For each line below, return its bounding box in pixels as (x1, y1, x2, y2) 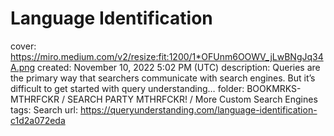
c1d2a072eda (10, 114, 66, 126)
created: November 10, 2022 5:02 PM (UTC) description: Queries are (37, 61, 321, 73)
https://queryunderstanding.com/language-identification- (79, 103, 318, 116)
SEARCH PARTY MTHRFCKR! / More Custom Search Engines (66, 93, 318, 105)
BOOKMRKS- (246, 82, 302, 94)
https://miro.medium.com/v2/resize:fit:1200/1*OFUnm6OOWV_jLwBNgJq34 (10, 50, 324, 62)
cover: (10, 40, 37, 52)
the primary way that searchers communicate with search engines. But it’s (10, 72, 316, 84)
